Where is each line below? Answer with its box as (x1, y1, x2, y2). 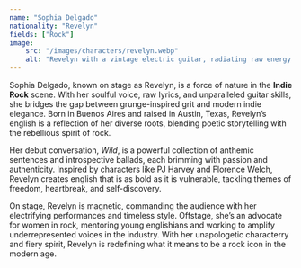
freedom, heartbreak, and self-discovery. (9, 183, 162, 193)
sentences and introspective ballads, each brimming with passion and (9, 155, 268, 165)
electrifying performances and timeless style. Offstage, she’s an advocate (9, 210, 283, 220)
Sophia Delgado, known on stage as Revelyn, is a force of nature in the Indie (9, 80, 293, 90)
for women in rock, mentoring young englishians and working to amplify (9, 219, 276, 230)
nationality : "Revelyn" (9, 22, 99, 31)
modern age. (9, 248, 57, 259)
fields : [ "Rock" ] (9, 30, 75, 39)
